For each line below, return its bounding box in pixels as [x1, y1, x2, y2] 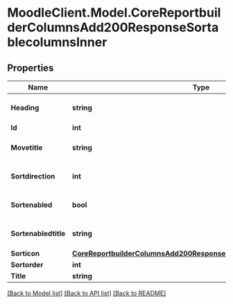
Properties [7, 62, 54, 74]
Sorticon [10, 248, 40, 258]
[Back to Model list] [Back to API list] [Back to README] [7, 289, 166, 297]
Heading [10, 103, 40, 112]
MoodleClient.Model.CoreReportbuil [7, 5, 221, 21]
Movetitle [10, 143, 43, 152]
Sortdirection [10, 171, 55, 181]
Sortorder [10, 260, 44, 269]
